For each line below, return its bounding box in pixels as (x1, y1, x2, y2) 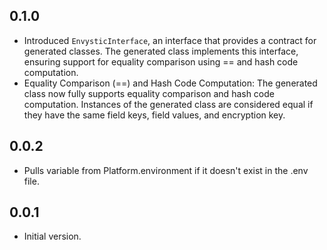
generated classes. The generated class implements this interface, (23, 45, 299, 57)
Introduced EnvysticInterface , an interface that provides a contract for (23, 34, 317, 46)
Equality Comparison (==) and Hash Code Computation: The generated (23, 77, 318, 89)
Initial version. (23, 230, 82, 243)
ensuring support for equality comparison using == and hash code (23, 55, 299, 68)
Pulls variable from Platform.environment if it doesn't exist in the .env (23, 164, 309, 176)
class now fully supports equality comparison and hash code (23, 87, 275, 99)
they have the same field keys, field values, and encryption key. (23, 109, 286, 121)
